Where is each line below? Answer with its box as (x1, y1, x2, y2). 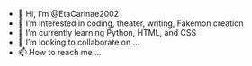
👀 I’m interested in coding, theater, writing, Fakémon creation (17, 18, 245, 29)
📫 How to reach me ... (17, 47, 102, 57)
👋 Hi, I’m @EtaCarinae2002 (17, 9, 120, 19)
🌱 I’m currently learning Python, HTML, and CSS (17, 28, 197, 37)
